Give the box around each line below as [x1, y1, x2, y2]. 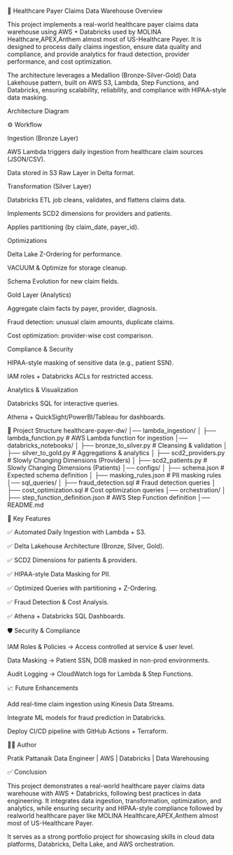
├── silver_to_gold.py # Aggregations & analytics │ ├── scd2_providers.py [7, 449, 225, 457]
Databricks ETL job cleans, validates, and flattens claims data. [7, 196, 186, 204]
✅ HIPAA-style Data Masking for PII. [7, 570, 111, 578]
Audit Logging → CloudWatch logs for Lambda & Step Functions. [7, 669, 194, 678]
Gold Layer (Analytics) [7, 291, 72, 299]
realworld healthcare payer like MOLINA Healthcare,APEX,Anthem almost [7, 812, 219, 819]
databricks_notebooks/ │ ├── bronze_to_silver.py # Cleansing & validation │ [7, 441, 227, 450]
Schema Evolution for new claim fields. [7, 277, 120, 285]
